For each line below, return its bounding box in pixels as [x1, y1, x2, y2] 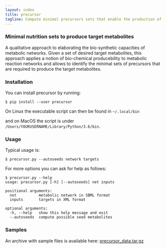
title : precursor [5, 12, 41, 17]
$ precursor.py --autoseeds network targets [5, 157, 99, 162]
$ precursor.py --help [5, 175, 52, 180]
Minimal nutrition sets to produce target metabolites [5, 33, 134, 40]
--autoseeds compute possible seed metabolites [9, 215, 113, 220]
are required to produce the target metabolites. [5, 66, 102, 72]
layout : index [5, 7, 35, 13]
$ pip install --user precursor [5, 99, 72, 104]
